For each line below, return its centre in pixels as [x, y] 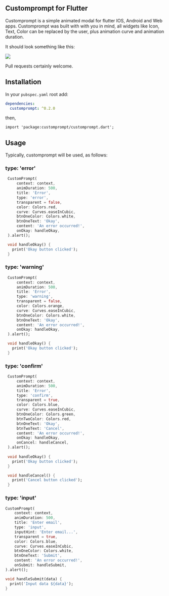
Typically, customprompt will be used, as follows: [56, 155]
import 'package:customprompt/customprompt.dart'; [60, 127]
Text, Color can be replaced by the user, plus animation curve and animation [85, 31]
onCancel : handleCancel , [43, 443]
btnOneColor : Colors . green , [46, 414]
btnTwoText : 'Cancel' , [40, 428]
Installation [23, 82]
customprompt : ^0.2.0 [33, 108]
